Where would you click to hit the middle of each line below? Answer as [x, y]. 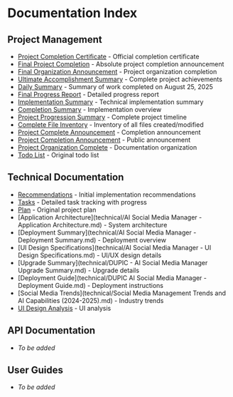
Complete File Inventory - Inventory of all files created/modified [110, 125]
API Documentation [52, 330]
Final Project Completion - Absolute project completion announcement [121, 64]
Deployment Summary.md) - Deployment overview [92, 239]
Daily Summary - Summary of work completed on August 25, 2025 [115, 87]
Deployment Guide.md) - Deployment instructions [91, 285]
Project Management [55, 40]
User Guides [36, 370]
